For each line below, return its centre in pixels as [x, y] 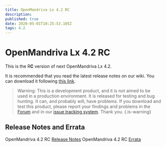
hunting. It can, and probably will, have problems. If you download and [89, 101]
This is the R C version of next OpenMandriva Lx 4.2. [58, 66]
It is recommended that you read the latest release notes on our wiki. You [80, 76]
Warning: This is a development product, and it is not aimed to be [84, 91]
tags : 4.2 [15, 28]
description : [19, 14]
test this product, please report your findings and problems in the [84, 106]
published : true [22, 19]
